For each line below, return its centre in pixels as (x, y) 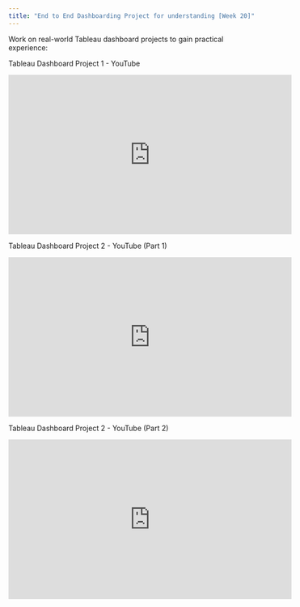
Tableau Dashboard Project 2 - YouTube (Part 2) (89, 428)
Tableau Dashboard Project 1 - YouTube (74, 63)
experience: (28, 47)
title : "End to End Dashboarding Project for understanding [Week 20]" (131, 16)
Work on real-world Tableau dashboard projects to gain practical (116, 39)
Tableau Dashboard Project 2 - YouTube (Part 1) (88, 246)
